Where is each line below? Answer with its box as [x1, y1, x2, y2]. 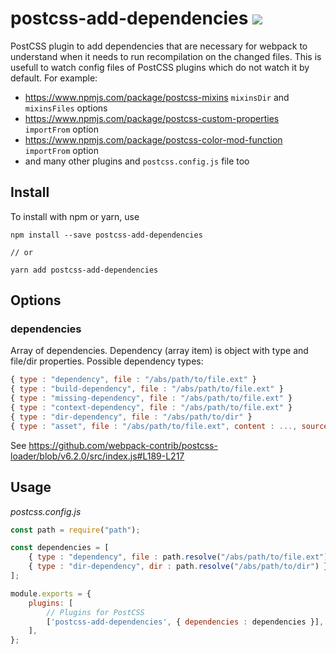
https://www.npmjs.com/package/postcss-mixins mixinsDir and [24, 91, 290, 103]
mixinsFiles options [24, 102, 108, 114]
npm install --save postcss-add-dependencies [10, 230, 203, 240]
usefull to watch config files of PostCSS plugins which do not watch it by [10, 61, 310, 73]
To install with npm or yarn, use [10, 210, 140, 222]
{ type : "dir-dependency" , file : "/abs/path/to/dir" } [10, 412, 253, 422]
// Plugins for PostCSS [46, 607, 145, 617]
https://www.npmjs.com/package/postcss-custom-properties [24, 112, 280, 124]
